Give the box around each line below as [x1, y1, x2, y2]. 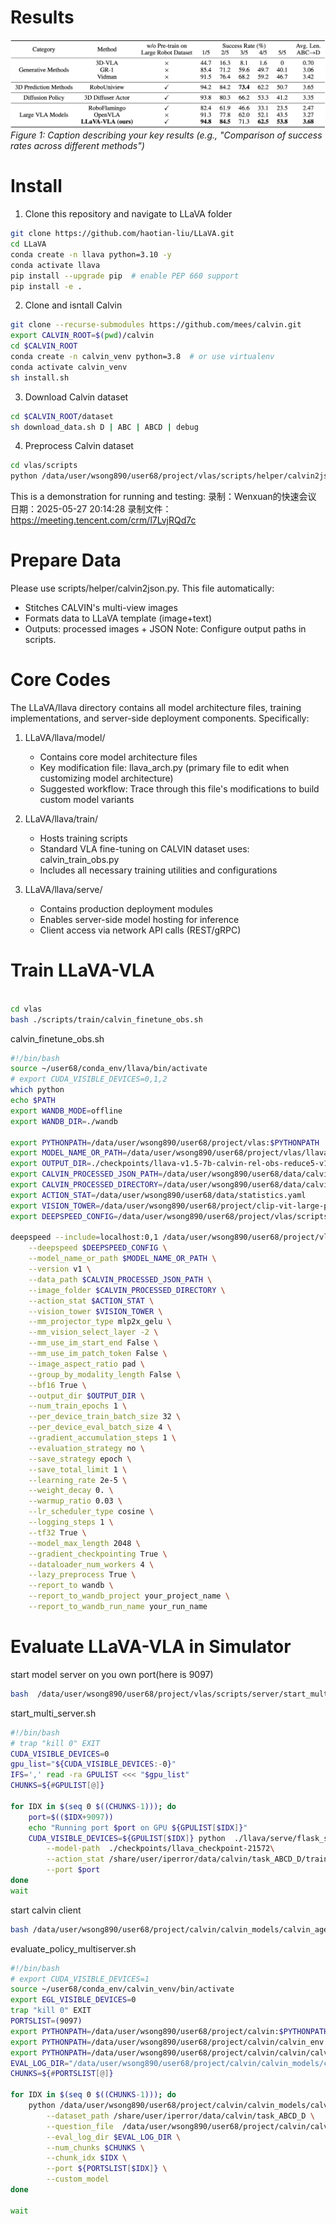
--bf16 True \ [28, 1380, 87, 1390]
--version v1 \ [28, 1264, 92, 1275]
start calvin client [10, 1904, 82, 1916]
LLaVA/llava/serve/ [24, 884, 103, 895]
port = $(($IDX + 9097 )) [28, 1812, 114, 1822]
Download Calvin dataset [24, 391, 129, 403]
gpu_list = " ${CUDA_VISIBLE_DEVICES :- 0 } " [10, 1759, 177, 1770]
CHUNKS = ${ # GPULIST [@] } [10, 1781, 105, 1791]
